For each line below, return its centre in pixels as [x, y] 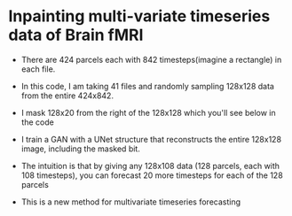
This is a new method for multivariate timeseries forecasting [131, 202]
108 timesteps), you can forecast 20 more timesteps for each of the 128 [152, 175]
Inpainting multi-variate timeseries [139, 16]
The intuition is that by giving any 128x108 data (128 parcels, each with [150, 166]
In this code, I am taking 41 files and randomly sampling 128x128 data [147, 86]
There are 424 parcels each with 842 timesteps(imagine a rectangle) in [151, 59]
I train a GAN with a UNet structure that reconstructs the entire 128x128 [151, 139]
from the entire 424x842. [67, 96]
